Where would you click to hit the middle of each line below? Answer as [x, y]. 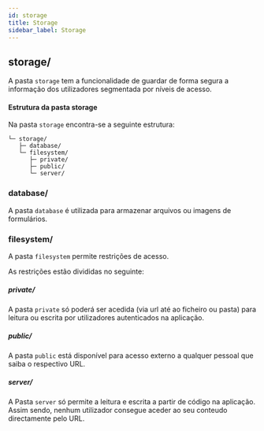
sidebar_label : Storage [47, 30]
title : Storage [33, 23]
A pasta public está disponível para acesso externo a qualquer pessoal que [131, 355]
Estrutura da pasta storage [53, 107]
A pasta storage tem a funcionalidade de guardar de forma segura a [119, 81]
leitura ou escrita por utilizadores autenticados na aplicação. [106, 317]
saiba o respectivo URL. [47, 363]
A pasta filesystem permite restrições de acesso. [89, 256]
